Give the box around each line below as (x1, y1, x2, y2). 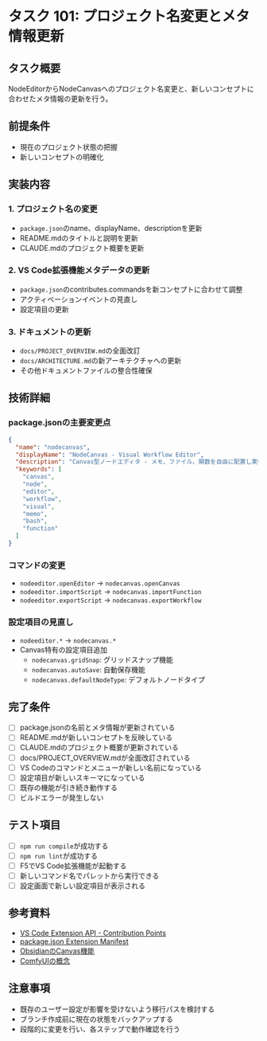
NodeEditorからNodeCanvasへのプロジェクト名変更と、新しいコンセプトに (8, 84, 254, 93)
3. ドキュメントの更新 (8, 326, 91, 337)
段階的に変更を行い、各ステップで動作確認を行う (19, 1024, 180, 1034)
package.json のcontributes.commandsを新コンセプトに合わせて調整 (19, 284, 243, 294)
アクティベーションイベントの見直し (19, 294, 137, 303)
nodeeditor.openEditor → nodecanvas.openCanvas (19, 578, 180, 588)
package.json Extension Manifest (19, 937, 129, 946)
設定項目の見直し (8, 616, 74, 628)
